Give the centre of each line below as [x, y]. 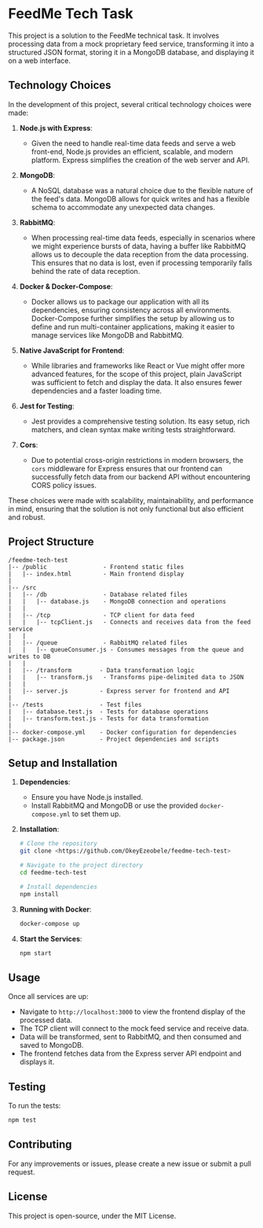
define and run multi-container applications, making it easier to [133, 327]
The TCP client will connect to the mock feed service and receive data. [134, 1029]
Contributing [40, 1145]
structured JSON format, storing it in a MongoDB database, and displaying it [131, 52]
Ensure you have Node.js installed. [87, 797]
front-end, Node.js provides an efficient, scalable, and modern [132, 151]
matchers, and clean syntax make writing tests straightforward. [133, 429]
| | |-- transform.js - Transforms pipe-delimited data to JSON [126, 677]
